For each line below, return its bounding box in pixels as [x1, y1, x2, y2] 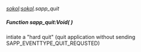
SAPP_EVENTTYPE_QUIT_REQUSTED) [6, 40, 100, 47]
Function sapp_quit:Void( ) [6, 18, 73, 25]
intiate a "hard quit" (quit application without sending [6, 33, 136, 40]
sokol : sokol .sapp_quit [6, 5, 59, 12]
